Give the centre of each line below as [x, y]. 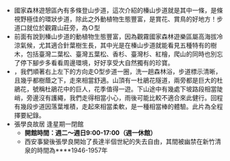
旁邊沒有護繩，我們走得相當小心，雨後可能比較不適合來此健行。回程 [124, 98]
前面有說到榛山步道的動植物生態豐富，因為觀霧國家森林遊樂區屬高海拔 [115, 36]
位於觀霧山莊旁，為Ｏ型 [66, 28]
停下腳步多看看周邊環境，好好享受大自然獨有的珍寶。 [97, 63]
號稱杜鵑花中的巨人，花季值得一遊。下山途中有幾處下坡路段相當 [125, 89]
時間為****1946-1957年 [72, 150]
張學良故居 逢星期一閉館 [49, 124]
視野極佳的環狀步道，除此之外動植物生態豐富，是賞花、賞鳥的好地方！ [115, 19]
